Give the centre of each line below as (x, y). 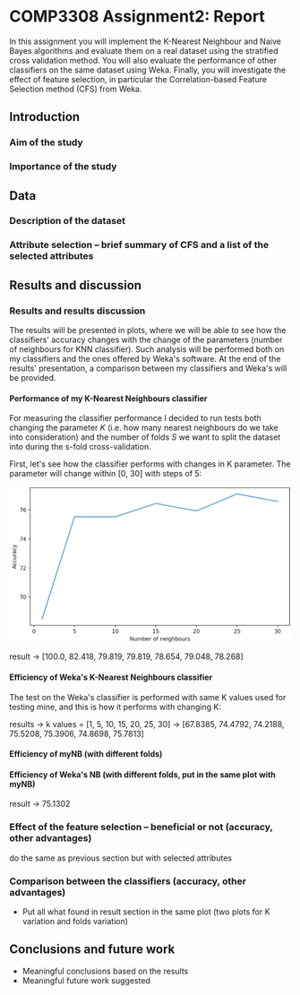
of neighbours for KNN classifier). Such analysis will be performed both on (147, 349)
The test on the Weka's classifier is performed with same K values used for (148, 697)
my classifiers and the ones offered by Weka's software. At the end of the (145, 359)
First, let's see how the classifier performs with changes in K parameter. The (150, 464)
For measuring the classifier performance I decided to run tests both (135, 418)
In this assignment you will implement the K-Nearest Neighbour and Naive (146, 41)
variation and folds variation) (75, 921)
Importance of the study (63, 167)
